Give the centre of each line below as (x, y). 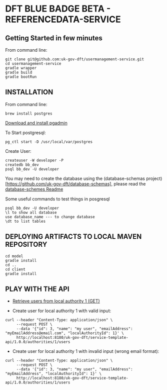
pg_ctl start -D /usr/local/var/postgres (49, 142)
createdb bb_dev (22, 165)
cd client (15, 269)
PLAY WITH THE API (37, 289)
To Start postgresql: (25, 132)
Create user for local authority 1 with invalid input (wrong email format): (86, 351)
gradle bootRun (21, 77)
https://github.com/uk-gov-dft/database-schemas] (59, 183)
